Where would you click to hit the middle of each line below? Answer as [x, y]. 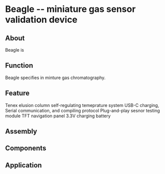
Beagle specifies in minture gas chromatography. [55, 78]
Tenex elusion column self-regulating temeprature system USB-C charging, [82, 105]
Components [26, 148]
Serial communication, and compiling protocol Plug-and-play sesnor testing [82, 110]
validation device [41, 20]
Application [24, 165]
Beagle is [15, 50]
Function [19, 66]
